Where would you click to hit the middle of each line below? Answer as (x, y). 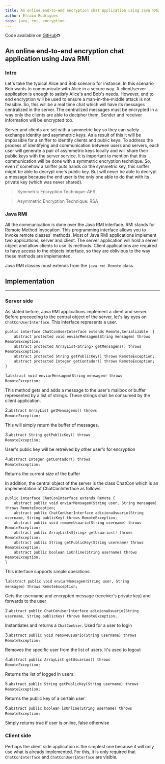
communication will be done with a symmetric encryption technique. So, (78, 161)
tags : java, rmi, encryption (35, 21)
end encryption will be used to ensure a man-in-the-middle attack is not (78, 99)
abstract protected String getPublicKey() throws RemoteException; (84, 357)
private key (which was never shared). (44, 182)
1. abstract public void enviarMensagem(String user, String (67, 581)
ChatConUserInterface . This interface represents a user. (61, 322)
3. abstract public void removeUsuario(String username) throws (71, 635)
